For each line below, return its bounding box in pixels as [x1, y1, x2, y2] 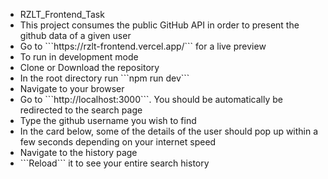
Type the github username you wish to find [19, 115, 197, 126]
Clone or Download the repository [19, 62, 160, 73]
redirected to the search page [19, 104, 143, 116]
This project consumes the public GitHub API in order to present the [19, 19, 300, 31]
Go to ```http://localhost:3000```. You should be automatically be [19, 94, 283, 105]
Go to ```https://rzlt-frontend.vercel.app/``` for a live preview [19, 40, 267, 52]
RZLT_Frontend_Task [19, 9, 105, 20]
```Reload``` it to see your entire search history [19, 157, 210, 169]
